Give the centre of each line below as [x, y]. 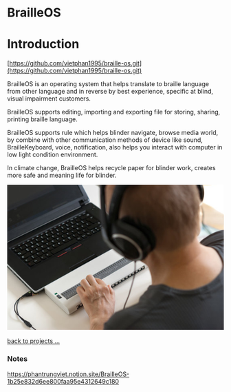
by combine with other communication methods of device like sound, [105, 140]
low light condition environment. [53, 155]
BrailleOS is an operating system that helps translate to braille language [108, 84]
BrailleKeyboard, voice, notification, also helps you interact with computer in [115, 147]
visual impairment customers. [49, 99]
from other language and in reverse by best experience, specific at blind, [110, 92]
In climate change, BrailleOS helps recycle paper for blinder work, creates [111, 168]
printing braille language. [42, 119]
